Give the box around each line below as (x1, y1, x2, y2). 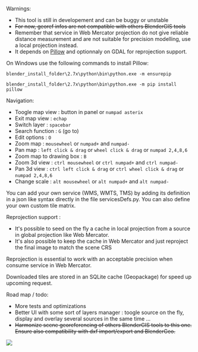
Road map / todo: (6, 291, 49, 298)
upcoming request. (6, 280, 52, 287)
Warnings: (6, 5, 32, 12)
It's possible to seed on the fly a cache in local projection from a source (14, 225, 190, 232)
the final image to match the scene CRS (14, 244, 112, 251)
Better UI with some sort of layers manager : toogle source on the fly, (14, 309, 184, 316)
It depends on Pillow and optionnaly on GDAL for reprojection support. (14, 48, 187, 55)
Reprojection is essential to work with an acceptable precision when (6, 255, 173, 262)
